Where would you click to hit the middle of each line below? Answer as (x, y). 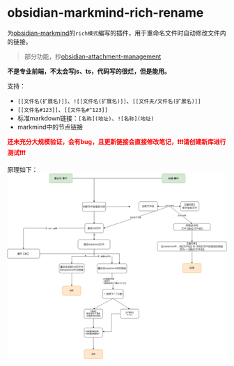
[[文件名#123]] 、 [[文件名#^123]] (62, 109)
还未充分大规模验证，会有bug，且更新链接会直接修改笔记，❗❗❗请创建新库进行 (117, 141)
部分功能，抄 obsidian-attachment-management (93, 56)
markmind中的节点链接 (50, 127)
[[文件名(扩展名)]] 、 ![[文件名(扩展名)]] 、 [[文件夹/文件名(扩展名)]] (109, 101)
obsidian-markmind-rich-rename (106, 13)
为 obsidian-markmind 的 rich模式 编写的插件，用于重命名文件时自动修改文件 (114, 33)
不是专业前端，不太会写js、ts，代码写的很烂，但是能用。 (89, 71)
